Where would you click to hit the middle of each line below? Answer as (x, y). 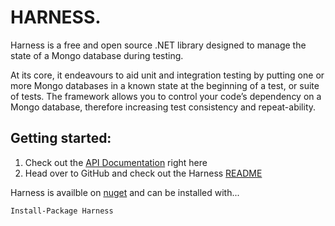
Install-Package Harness (62, 211)
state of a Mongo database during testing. (97, 55)
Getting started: (61, 138)
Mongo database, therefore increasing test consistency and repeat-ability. (163, 107)
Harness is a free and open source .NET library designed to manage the (158, 45)
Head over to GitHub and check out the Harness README (143, 173)
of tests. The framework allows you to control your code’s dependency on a (166, 96)
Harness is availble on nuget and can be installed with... (125, 192)
